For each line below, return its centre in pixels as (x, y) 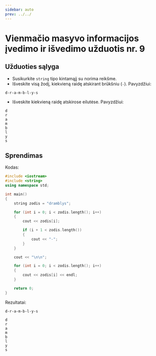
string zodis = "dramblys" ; (42, 203)
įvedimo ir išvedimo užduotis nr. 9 (75, 49)
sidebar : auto (20, 10)
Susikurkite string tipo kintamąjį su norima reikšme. (64, 78)
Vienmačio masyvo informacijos (72, 38)
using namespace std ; (27, 186)
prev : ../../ (18, 14)
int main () (16, 194)
